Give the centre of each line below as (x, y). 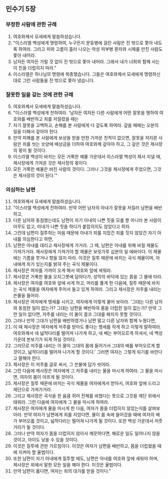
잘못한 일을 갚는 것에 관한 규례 (40, 94)
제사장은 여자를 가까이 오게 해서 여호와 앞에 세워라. (62, 270)
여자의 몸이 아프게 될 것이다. (47, 377)
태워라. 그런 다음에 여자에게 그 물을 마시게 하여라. (61, 402)
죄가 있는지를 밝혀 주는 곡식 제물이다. (63, 264)
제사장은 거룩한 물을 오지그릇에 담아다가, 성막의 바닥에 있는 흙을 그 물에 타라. (88, 277)
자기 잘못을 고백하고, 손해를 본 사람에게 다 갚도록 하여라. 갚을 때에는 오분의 (86, 125)
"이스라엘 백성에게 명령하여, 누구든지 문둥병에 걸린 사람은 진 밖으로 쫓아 (83, 43)
